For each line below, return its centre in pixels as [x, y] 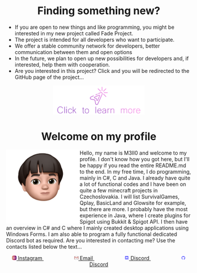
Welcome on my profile [99, 137]
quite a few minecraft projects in [119, 190]
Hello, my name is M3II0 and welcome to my [133, 153]
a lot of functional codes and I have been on [133, 184]
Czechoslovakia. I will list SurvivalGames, [130, 197]
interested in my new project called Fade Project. [74, 33]
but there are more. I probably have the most [134, 209]
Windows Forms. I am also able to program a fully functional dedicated [92, 234]
